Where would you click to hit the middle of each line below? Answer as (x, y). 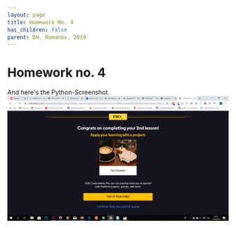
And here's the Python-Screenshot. (59, 92)
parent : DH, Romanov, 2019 (47, 37)
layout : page (26, 15)
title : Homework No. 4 (40, 22)
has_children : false (38, 30)
